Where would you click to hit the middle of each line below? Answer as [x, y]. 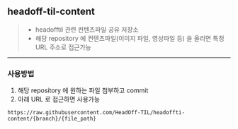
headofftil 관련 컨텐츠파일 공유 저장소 [87, 29]
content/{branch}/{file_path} [52, 119]
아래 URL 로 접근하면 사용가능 [59, 99]
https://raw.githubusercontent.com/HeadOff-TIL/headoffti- [96, 113]
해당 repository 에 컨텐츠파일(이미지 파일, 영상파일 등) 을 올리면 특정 [130, 38]
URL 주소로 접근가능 [63, 47]
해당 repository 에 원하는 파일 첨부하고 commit [83, 90]
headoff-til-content [51, 12]
